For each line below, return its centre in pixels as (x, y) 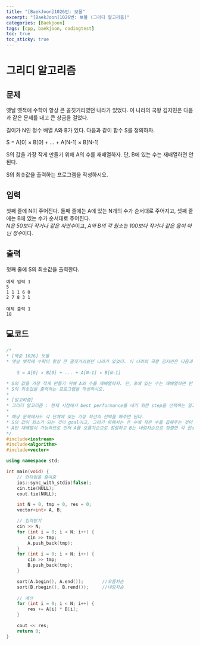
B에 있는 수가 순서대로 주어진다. (54, 218)
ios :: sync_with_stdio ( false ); (54, 483)
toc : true (18, 34)
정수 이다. (23, 233)
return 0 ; (29, 631)
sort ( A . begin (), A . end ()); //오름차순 (70, 581)
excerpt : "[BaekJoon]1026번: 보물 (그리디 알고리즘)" (68, 17)
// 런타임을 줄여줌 (37, 477)
